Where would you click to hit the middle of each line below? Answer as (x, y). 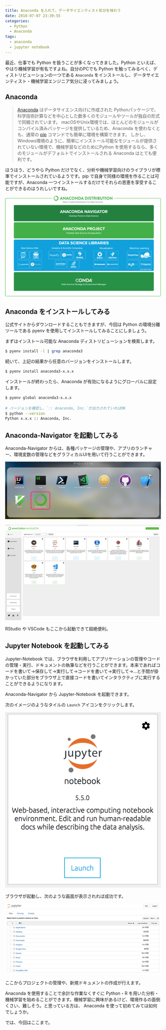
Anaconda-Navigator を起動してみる (62, 435)
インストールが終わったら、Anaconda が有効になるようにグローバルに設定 (81, 381)
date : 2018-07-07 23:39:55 (33, 16)
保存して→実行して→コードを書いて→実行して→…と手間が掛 (97, 671)
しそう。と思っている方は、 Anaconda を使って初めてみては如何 (92, 1006)
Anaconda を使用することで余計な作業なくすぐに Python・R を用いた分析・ (82, 993)
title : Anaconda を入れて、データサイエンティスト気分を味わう (63, 10)
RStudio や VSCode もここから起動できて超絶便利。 (58, 629)
